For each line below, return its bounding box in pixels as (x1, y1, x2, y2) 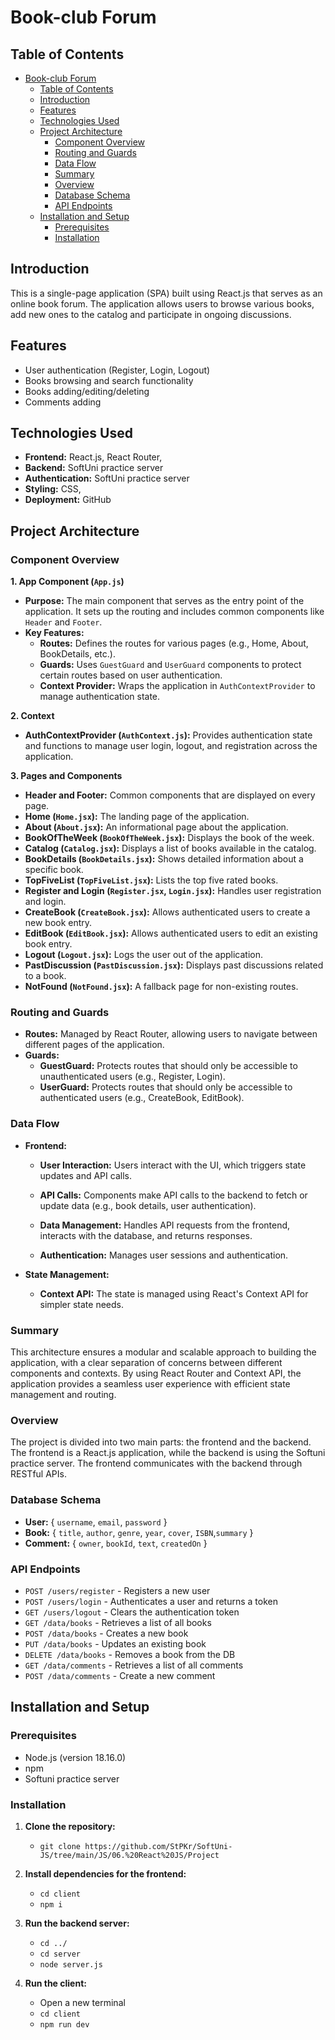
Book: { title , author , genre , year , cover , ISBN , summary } (24, 1526, 254, 1538)
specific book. (24, 864, 84, 876)
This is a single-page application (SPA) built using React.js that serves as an (10, 287, 323, 299)
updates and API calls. (39, 1169, 132, 1181)
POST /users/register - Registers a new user (24, 1584, 211, 1596)
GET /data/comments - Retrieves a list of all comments (24, 1659, 244, 1671)
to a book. (24, 970, 67, 982)
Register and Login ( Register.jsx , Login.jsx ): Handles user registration (24, 885, 322, 897)
